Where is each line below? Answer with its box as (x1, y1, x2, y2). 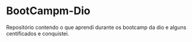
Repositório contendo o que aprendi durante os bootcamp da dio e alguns (6, 24, 187, 31)
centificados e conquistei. (6, 30, 69, 37)
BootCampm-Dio (6, 4, 91, 18)
